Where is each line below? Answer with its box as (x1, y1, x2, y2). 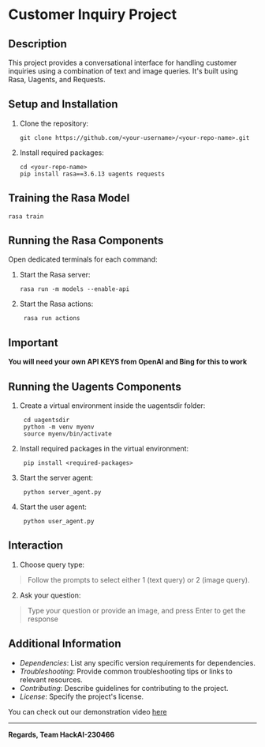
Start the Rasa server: (19, 270, 91, 280)
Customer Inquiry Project (8, 6, 177, 24)
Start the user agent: (19, 502, 87, 511)
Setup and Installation (8, 97, 118, 111)
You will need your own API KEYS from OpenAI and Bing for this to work (8, 357, 248, 367)
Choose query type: (19, 560, 85, 569)
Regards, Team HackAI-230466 (8, 730, 115, 739)
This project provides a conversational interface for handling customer (8, 58, 237, 67)
